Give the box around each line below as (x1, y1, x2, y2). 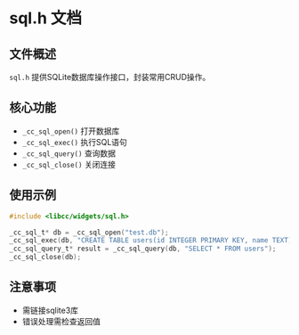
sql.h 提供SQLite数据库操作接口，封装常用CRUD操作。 (9, 72, 211, 82)
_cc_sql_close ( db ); (9, 253, 82, 262)
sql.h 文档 (9, 8, 83, 29)
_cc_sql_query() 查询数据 (21, 148, 117, 159)
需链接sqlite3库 (21, 305, 78, 315)
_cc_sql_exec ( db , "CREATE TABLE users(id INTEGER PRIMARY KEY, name (9, 236, 269, 245)
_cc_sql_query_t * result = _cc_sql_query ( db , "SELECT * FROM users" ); (9, 244, 277, 254)
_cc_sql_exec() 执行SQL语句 (21, 136, 127, 147)
